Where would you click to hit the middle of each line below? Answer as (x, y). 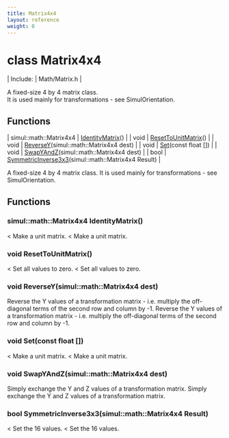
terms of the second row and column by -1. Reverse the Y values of (128, 308)
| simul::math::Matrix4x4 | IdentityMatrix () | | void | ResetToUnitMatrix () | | (110, 138)
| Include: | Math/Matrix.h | (44, 79)
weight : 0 (21, 26)
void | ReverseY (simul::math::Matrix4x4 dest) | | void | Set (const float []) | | (112, 145)
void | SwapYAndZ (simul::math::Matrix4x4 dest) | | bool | (87, 152)
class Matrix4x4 (54, 60)
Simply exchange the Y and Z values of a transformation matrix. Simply (107, 389)
